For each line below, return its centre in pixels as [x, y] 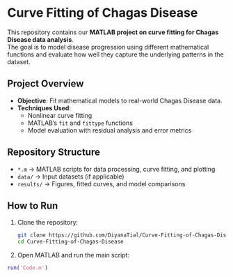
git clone [32, 235]
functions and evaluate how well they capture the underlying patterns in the [115, 54]
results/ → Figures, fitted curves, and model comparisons [101, 184]
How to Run [33, 205]
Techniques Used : [44, 108]
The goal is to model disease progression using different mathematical [108, 47]
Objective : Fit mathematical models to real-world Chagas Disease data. [120, 100]
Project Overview [46, 84]
